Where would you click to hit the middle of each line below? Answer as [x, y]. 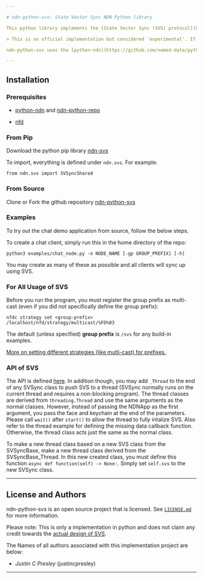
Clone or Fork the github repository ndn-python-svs [71, 202]
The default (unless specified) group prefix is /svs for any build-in [89, 334]
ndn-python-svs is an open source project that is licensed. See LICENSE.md [99, 509]
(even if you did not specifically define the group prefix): [88, 307]
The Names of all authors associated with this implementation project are [97, 546]
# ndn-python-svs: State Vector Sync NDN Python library [79, 17]
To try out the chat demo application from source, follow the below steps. [98, 231]
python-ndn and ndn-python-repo [57, 110]
